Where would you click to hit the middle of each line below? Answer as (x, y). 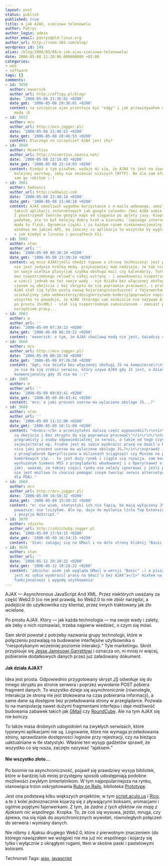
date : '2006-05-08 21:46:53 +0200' (47, 131)
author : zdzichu (26, 524)
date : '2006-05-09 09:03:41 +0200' (47, 393)
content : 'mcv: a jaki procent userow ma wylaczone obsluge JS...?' (82, 403)
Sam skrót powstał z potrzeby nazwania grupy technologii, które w (74, 635)
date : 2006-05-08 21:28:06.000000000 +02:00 (52, 57)
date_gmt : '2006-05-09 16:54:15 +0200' (51, 538)
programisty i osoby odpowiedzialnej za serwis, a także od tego (84, 440)
